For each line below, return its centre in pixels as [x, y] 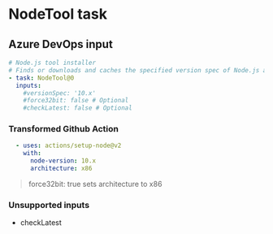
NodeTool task [58, 14]
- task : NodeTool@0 [41, 78]
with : [32, 154]
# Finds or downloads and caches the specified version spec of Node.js [134, 70]
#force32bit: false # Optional [76, 101]
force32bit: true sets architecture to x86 [95, 184]
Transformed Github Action [64, 129]
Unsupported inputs [49, 205]
